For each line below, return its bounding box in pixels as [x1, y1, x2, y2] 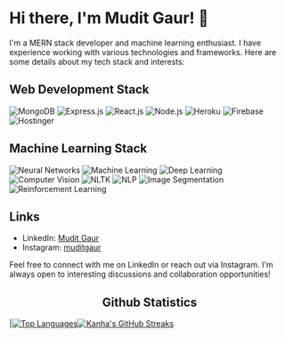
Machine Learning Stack [9, 141, 148, 157]
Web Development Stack [9, 82, 150, 97]
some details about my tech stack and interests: [9, 56, 185, 67]
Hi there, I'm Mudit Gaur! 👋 [9, 8, 209, 28]
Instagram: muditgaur [21, 242, 102, 253]
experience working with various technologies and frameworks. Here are [9, 46, 277, 57]
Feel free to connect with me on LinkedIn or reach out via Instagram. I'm [9, 260, 273, 270]
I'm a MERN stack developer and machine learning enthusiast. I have [9, 37, 261, 48]
